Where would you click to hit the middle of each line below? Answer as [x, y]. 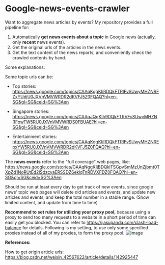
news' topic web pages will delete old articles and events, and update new [80, 192]
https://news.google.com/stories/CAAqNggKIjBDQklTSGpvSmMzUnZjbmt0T [82, 167]
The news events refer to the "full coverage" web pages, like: [68, 161]
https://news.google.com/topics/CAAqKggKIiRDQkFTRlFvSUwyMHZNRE [85, 142]
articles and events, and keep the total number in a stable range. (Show [77, 197]
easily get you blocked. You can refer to [45, 222]
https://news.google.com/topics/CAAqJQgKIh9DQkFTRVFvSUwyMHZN [85, 116]
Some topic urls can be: [29, 77]
